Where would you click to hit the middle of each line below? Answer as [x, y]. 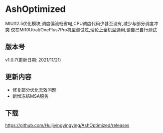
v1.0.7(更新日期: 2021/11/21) [33, 60]
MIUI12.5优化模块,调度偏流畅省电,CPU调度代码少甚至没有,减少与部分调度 [80, 23]
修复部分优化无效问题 [34, 90]
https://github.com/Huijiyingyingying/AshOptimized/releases [67, 126]
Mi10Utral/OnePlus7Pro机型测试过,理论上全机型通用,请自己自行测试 [88, 30]
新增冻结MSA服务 [30, 96]
